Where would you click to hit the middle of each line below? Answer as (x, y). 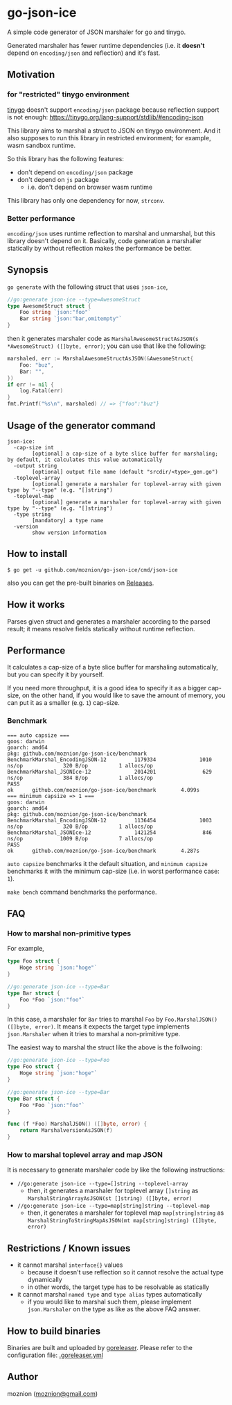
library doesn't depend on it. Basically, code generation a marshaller (105, 240)
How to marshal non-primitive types (69, 933)
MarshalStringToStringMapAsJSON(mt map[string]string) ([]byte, (122, 1221)
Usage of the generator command (81, 425)
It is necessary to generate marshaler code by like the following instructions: (116, 1170)
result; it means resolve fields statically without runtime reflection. (101, 629)
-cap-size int (34, 447)
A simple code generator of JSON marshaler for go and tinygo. (97, 32)
